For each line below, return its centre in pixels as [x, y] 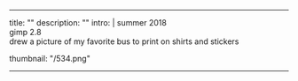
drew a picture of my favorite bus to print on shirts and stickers [124, 41]
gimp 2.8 [25, 32]
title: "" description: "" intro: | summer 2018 [88, 22]
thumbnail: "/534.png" [50, 59]
